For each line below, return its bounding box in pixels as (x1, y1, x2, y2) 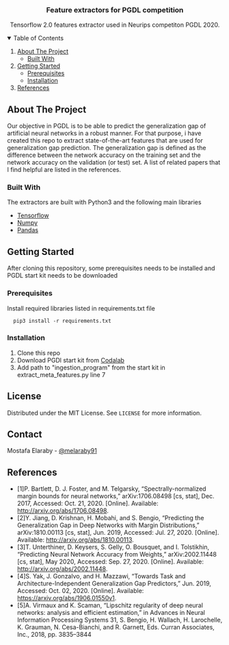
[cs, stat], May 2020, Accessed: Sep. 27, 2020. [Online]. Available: (16, 557, 204, 566)
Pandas (16, 226, 39, 234)
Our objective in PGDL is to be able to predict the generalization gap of (7, 122, 206, 130)
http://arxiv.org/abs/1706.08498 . (16, 507, 109, 515)
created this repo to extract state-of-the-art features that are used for (7, 136, 203, 145)
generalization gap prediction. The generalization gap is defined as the (7, 144, 206, 152)
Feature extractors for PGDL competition (46, 5, 184, 14)
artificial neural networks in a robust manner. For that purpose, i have (7, 129, 202, 138)
